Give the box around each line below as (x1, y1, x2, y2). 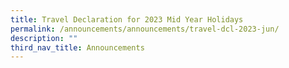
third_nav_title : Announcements (10, 42, 145, 53)
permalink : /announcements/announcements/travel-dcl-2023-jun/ (10, 24, 280, 34)
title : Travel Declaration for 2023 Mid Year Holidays (10, 14, 244, 25)
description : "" (10, 33, 78, 43)
